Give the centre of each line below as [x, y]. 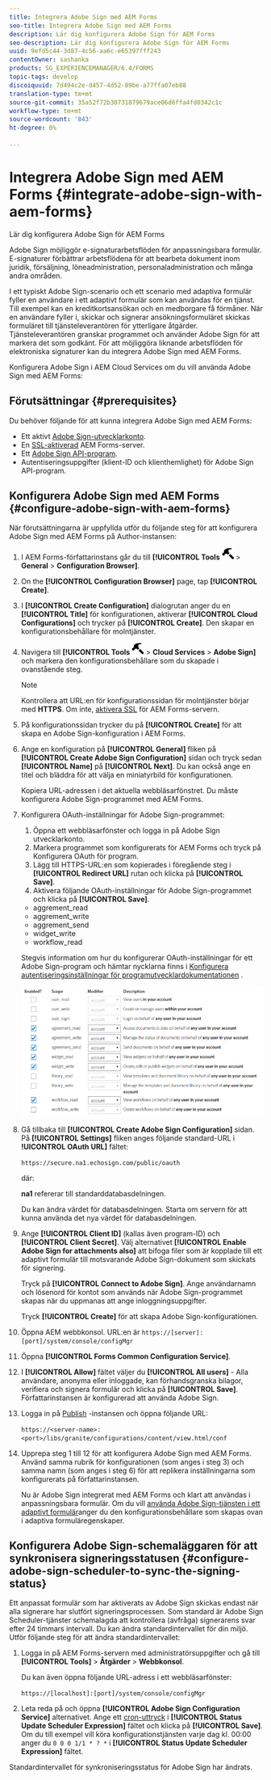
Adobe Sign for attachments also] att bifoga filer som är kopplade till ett [142, 1251]
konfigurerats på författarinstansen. [80, 1478]
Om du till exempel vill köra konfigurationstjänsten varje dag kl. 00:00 [136, 1735]
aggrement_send [61, 925]
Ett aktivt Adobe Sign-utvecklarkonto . [83, 436]
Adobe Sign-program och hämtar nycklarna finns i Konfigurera [125, 967]
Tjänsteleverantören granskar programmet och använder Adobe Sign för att [135, 334]
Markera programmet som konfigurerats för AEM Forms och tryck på [147, 848]
